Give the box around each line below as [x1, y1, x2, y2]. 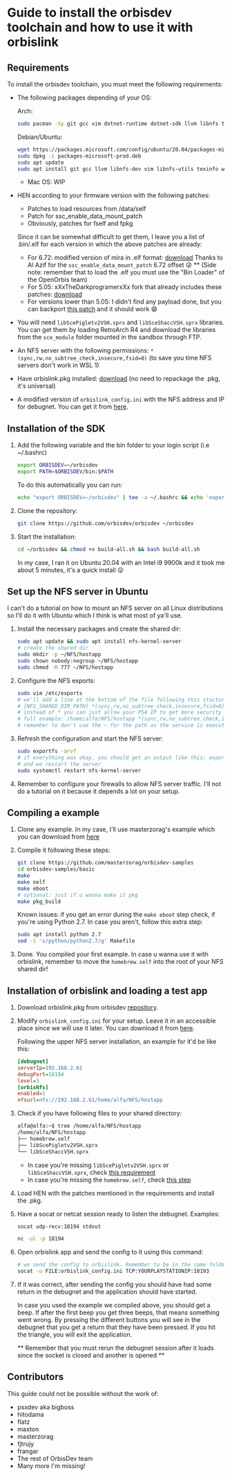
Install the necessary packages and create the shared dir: [17, 624, 181, 633]
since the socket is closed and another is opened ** [17, 1351, 165, 1359]
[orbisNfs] [17, 1084, 49, 1090]
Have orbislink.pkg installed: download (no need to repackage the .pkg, [17, 375, 220, 383]
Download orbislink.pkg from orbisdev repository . [17, 1003, 159, 1011]
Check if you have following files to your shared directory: [17, 1109, 182, 1117]
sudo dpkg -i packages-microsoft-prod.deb [17, 152, 142, 160]
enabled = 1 [17, 1090, 46, 1097]
